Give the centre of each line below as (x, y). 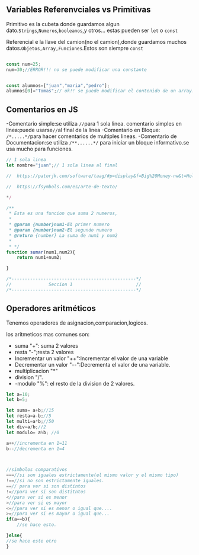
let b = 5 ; (17, 400)
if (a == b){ (18, 519)
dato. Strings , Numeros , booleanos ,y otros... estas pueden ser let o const (92, 30)
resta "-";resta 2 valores (44, 352)
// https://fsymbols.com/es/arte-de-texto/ (62, 187)
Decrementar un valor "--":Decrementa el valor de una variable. (92, 364)
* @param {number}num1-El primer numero (59, 224)
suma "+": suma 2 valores (46, 345)
